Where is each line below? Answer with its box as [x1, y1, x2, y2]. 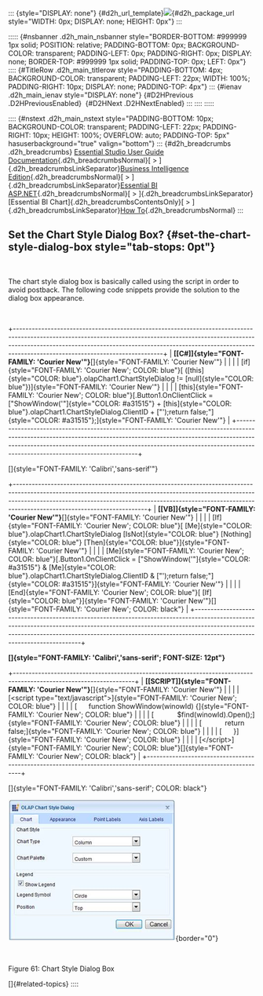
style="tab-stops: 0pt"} [94, 240, 216, 254]
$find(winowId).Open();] [177, 710, 255, 719]
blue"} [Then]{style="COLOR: [61, 538, 158, 547]
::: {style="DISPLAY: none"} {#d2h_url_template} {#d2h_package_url [8, 9, 235, 17]
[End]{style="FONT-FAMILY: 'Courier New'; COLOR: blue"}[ [8, 587, 201, 597]
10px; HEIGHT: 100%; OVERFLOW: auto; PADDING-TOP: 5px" [32, 130, 230, 140]
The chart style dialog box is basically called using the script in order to [8, 276, 239, 286]
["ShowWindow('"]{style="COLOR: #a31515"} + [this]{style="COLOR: [8, 399, 232, 408]
